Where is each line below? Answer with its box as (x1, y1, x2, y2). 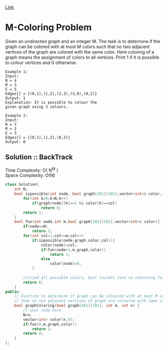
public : (5, 289, 21, 294)
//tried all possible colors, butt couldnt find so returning (23, 275, 155, 280)
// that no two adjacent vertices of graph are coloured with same (14, 298, 157, 303)
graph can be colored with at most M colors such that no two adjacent (5, 44, 150, 50)
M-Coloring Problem (5, 22, 92, 33)
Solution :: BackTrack (5, 153, 73, 162)
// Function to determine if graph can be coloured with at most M (14, 294, 157, 299)
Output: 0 (5, 139, 26, 144)
